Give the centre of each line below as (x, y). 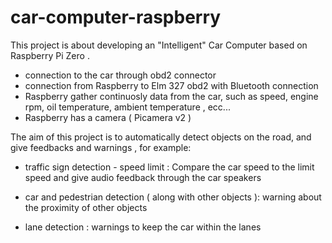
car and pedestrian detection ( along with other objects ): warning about (173, 197)
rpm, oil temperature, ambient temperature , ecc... (127, 107)
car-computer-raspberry (116, 17)
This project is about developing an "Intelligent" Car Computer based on (159, 45)
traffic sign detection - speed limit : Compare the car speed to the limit (169, 167)
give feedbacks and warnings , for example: (101, 147)
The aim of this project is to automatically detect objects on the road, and (161, 137)
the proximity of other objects (86, 207)
